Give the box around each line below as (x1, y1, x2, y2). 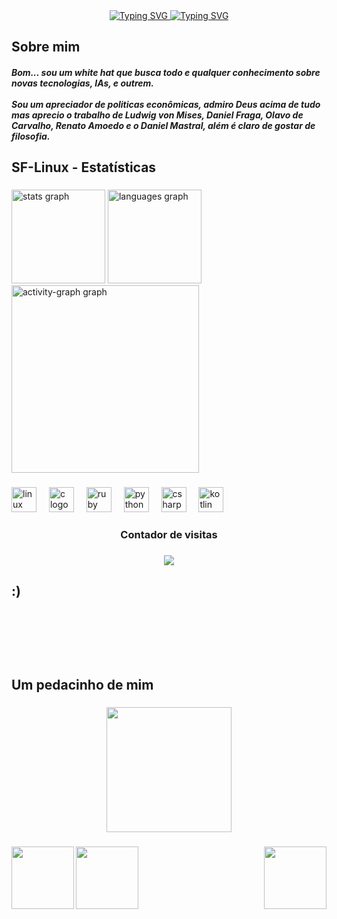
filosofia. (11, 130, 51, 142)
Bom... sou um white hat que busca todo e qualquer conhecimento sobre (11, 66, 321, 78)
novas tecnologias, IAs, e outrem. (11, 77, 154, 89)
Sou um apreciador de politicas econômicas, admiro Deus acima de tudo (11, 98, 321, 110)
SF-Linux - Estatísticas (11, 159, 157, 176)
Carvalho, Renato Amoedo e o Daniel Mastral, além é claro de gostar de (11, 119, 316, 131)
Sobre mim (11, 39, 81, 56)
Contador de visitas (120, 528, 218, 542)
